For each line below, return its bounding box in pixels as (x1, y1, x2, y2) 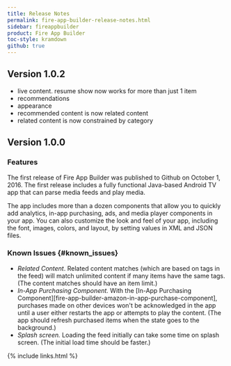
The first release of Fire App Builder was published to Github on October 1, (7, 173, 221, 182)
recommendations (17, 94, 70, 102)
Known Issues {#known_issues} (7, 248, 119, 258)
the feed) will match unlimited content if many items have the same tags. (17, 271, 225, 280)
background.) (17, 323, 57, 331)
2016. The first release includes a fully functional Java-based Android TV (7, 180, 217, 189)
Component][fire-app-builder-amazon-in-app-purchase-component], (17, 294, 218, 302)
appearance (17, 102, 52, 110)
